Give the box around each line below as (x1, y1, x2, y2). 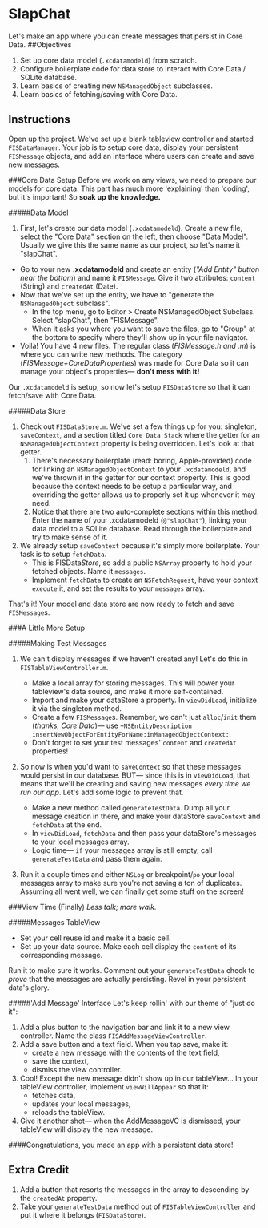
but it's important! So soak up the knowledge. (8, 192, 162, 201)
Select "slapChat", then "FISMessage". (31, 315, 159, 325)
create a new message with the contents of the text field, (31, 1048, 220, 1057)
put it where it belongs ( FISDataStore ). (19, 1210, 146, 1219)
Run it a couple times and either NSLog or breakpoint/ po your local (19, 869, 234, 879)
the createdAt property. (19, 1193, 98, 1202)
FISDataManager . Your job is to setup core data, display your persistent (8, 142, 238, 152)
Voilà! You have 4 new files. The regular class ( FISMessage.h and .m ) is (19, 341, 256, 350)
